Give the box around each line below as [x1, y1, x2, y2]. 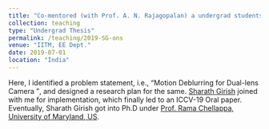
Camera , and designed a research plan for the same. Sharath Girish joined [8, 86, 258, 96]
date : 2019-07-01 [8, 49, 66, 57]
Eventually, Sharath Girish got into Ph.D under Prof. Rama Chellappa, [8, 103, 235, 112]
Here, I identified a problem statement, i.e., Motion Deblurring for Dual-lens [8, 77, 259, 88]
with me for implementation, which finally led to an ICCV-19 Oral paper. [8, 95, 243, 104]
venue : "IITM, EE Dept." [8, 41, 91, 49]
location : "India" [8, 57, 70, 64]
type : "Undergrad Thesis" [8, 26, 94, 34]
